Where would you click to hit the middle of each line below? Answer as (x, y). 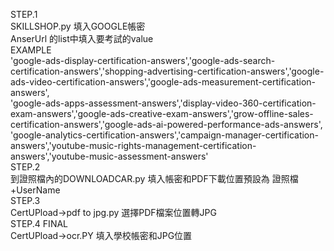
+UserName (35, 190)
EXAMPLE (31, 50)
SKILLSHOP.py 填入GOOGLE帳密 (78, 26)
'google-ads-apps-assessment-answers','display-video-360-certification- (163, 103)
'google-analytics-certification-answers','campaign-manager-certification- (164, 135)
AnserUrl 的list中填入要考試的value (82, 38)
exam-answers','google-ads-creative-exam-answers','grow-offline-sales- (162, 113)
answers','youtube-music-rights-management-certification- (133, 145)
